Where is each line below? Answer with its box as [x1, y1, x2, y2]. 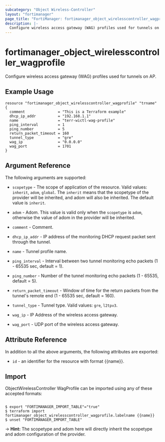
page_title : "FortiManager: [5, 16, 63, 21]
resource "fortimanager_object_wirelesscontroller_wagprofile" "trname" [5, 100, 157, 106]
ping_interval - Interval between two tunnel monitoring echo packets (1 [12, 258, 158, 264]
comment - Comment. [12, 224, 54, 230]
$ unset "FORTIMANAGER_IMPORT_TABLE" [5, 417, 82, 422]
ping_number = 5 [9, 126, 65, 131]
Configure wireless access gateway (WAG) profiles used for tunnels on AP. [5, 73, 157, 79]
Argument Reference [5, 161, 71, 170]
